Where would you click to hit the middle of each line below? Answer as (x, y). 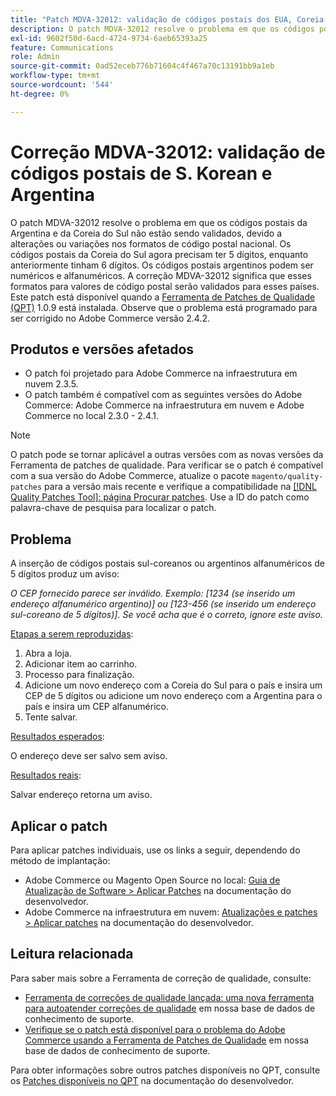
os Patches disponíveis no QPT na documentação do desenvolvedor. (152, 1080)
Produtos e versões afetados (102, 349)
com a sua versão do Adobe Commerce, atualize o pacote (130, 476)
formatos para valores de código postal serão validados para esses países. (165, 286)
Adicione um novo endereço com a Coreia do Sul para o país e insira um (173, 685)
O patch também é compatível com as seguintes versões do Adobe (163, 395)
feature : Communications (62, 47)
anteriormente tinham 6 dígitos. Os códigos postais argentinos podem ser (162, 265)
